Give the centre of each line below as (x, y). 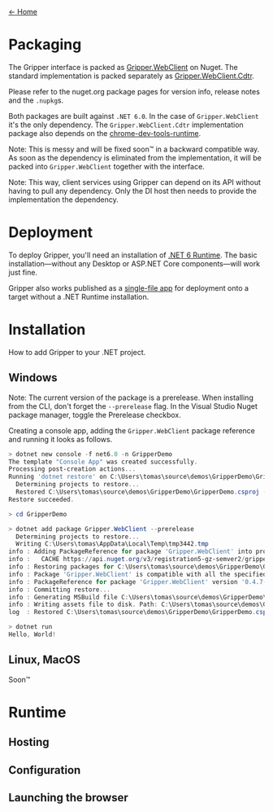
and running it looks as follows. (61, 439)
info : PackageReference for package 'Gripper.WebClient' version (123, 582)
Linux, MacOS (45, 660)
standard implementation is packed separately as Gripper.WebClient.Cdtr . (131, 76)
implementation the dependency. (64, 200)
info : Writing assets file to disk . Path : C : (89, 605)
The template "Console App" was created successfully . (103, 462)
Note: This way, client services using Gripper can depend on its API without (135, 182)
